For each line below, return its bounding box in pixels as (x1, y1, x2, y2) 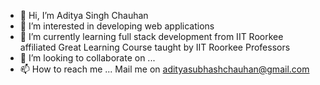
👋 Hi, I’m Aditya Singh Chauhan (19, 10, 149, 21)
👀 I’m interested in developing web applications (19, 20, 215, 32)
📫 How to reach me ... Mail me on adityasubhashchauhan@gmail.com (19, 63, 310, 75)
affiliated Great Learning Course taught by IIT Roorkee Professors (19, 41, 291, 53)
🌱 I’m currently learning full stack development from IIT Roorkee (19, 31, 284, 42)
